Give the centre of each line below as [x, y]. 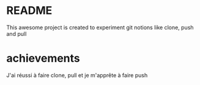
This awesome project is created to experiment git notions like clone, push [100, 27]
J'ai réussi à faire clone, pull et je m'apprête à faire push [77, 75]
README [29, 11]
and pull [17, 33]
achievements [43, 59]
